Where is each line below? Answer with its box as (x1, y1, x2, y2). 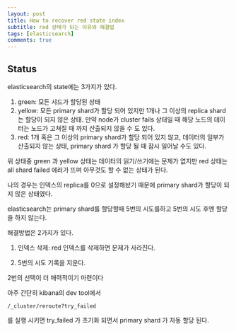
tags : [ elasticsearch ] (7, 30, 74, 37)
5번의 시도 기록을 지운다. (17, 258, 86, 267)
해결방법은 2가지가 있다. (7, 228, 74, 237)
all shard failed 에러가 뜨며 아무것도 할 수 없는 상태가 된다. (7, 165, 168, 174)
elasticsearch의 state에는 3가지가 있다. (7, 82, 117, 91)
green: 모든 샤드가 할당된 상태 (17, 97, 101, 106)
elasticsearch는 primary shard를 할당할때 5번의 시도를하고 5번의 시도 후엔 (7, 204, 215, 213)
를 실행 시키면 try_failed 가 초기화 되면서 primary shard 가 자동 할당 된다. (7, 315, 210, 324)
